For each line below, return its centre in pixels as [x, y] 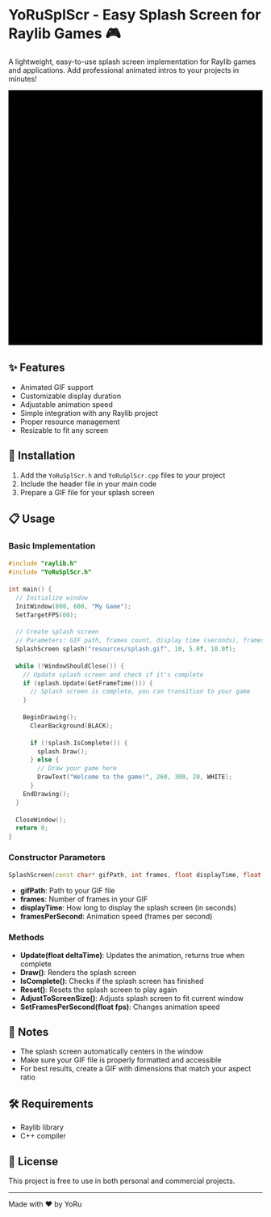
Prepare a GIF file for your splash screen [87, 492]
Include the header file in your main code [88, 484]
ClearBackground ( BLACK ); [71, 726]
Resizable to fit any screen [64, 430]
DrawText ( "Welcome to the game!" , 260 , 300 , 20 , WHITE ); [135, 777]
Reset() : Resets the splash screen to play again [98, 990]
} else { [44, 760]
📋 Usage [32, 518]
